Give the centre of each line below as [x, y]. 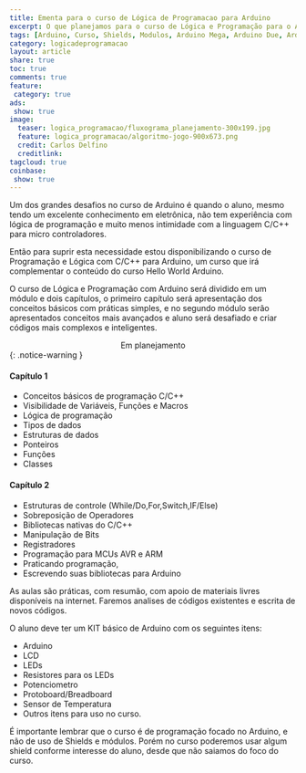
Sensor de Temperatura [67, 704]
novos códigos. [38, 610]
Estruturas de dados [61, 435]
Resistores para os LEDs [68, 674]
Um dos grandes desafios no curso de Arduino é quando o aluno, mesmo [147, 205]
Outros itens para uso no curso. [82, 714]
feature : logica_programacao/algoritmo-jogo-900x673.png [128, 137]
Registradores [49, 544]
